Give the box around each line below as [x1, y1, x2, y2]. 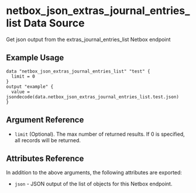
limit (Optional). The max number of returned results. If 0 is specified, [14, 130, 185, 137]
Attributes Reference [6, 153, 84, 163]
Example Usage [6, 53, 64, 63]
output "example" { [6, 84, 54, 89]
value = [11, 89, 30, 95]
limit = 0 [11, 73, 35, 80]
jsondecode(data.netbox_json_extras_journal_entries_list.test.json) [6, 94, 180, 100]
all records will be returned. [14, 136, 81, 144]
